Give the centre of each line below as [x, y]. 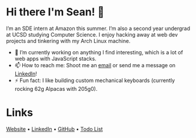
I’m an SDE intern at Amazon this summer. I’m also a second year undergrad [98, 28]
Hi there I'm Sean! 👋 [55, 12]
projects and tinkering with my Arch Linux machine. [68, 41]
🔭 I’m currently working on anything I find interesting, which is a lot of [99, 52]
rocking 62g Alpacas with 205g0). [56, 88]
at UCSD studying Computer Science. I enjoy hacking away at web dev [92, 34]
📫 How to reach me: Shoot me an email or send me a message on [95, 65]
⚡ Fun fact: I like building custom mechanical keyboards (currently [95, 80]
